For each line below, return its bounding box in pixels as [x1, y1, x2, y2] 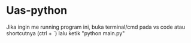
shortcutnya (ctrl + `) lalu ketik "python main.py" [6, 29, 125, 36]
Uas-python [6, 4, 68, 17]
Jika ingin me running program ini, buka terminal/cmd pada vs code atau [6, 23, 186, 30]
